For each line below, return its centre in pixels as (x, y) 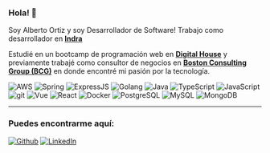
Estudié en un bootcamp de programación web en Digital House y (118, 54)
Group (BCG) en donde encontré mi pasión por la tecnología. (109, 71)
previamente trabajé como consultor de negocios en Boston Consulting (128, 62)
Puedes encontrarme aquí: (61, 123)
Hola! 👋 (23, 13)
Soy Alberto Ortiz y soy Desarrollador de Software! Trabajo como (116, 30)
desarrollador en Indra (45, 38)
